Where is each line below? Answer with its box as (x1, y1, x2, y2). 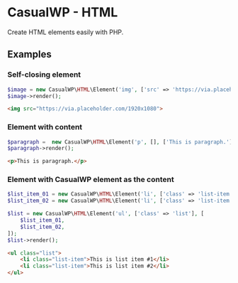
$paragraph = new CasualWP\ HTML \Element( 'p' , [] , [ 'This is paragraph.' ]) (7, 138, 236, 146)
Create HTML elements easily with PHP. (7, 28, 124, 36)
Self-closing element (7, 70, 81, 80)
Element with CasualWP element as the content (7, 175, 175, 185)
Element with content (7, 122, 83, 132)
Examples (7, 48, 52, 60)
